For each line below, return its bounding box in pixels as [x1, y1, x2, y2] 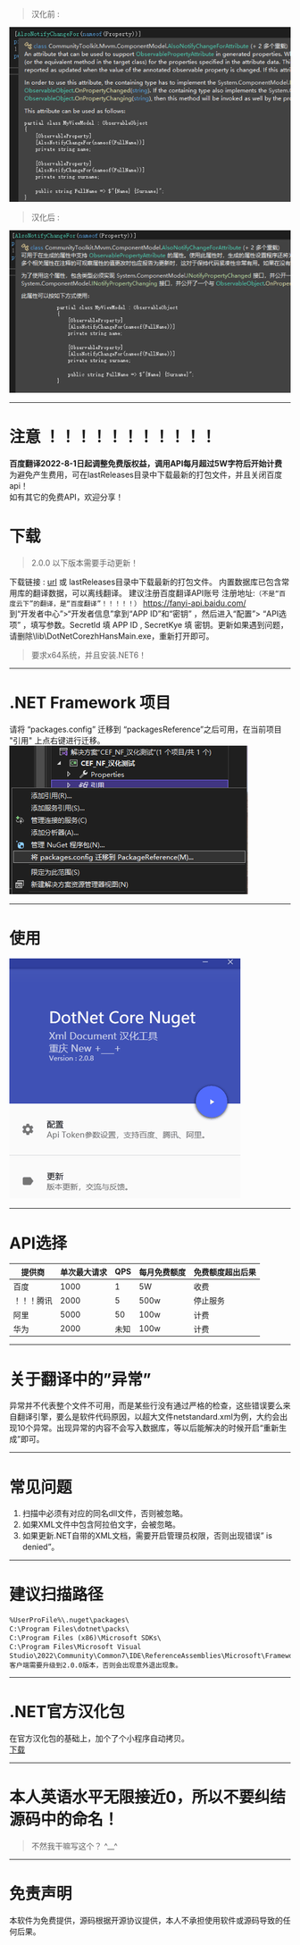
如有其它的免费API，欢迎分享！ [9, 491, 124, 502]
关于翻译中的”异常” [9, 1369, 152, 1389]
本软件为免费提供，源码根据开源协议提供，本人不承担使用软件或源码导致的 [9, 1916, 283, 1925]
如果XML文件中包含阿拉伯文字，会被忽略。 [21, 1519, 180, 1530]
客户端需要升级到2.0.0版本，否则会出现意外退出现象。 [9, 1661, 183, 1670]
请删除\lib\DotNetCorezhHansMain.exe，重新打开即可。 [9, 630, 214, 641]
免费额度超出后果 [193, 1266, 257, 1277]
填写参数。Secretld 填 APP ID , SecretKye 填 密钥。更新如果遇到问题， [30, 619, 288, 630]
